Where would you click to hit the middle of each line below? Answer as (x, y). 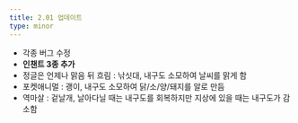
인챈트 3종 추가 (48, 64)
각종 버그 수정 (46, 53)
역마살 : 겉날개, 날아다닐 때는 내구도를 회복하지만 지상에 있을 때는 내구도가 (151, 97)
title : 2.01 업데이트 (46, 18)
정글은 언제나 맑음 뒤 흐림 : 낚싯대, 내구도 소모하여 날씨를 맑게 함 (134, 75)
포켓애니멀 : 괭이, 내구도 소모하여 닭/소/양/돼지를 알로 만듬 (123, 86)
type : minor (31, 26)
